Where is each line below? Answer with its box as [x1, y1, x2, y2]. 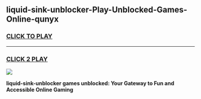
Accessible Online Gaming [6, 86, 74, 93]
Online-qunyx [6, 14, 59, 25]
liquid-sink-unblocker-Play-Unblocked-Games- [6, 5, 187, 15]
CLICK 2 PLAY [6, 55, 48, 63]
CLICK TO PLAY [6, 32, 53, 41]
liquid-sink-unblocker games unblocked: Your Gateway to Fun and [6, 79, 175, 86]
